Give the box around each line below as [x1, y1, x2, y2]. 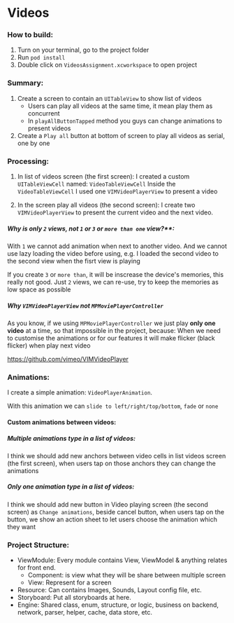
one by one [17, 139, 50, 147]
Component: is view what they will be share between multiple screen [27, 571, 226, 580]
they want [7, 522, 36, 530]
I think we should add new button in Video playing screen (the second [7, 500, 208, 509]
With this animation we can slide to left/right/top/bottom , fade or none [7, 402, 219, 411]
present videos [27, 124, 71, 132]
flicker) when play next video [7, 341, 91, 350]
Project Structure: [7, 540, 70, 549]
